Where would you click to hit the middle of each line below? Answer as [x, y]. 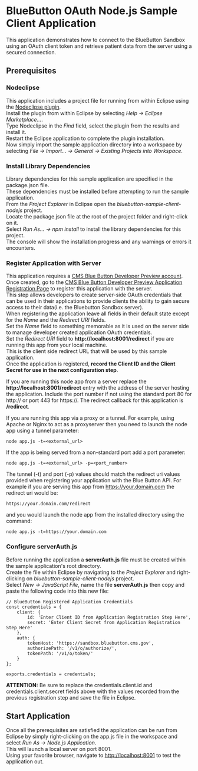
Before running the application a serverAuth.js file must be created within [96, 560]
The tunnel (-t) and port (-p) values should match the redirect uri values [93, 474]
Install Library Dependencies [48, 166]
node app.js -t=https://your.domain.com [57, 532]
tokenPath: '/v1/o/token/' [60, 654]
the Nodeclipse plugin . [34, 107]
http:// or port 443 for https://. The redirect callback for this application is [95, 400]
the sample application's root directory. [54, 566]
